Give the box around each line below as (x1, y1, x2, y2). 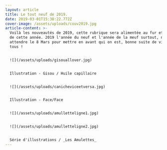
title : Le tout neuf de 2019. (5, 12, 68, 17)
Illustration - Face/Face (9, 97, 64, 102)
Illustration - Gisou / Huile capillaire (9, 71, 97, 76)
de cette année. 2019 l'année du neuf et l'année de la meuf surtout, (9, 35, 159, 40)
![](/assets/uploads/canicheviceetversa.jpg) (9, 84, 106, 89)
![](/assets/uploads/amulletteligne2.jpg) (9, 124, 99, 129)
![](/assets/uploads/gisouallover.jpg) (9, 58, 92, 63)
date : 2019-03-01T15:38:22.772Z (5, 16, 72, 21)
